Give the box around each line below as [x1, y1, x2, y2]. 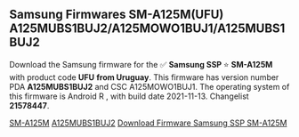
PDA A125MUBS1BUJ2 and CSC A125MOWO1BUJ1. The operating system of [9, 81, 290, 92]
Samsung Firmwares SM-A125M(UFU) [9, 7, 224, 22]
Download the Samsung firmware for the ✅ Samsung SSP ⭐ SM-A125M [9, 59, 273, 69]
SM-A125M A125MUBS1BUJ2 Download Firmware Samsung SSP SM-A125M [9, 117, 287, 128]
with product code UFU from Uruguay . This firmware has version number [9, 71, 279, 83]
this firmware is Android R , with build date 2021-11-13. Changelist [9, 91, 249, 101]
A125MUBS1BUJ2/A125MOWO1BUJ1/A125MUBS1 [9, 21, 286, 36]
